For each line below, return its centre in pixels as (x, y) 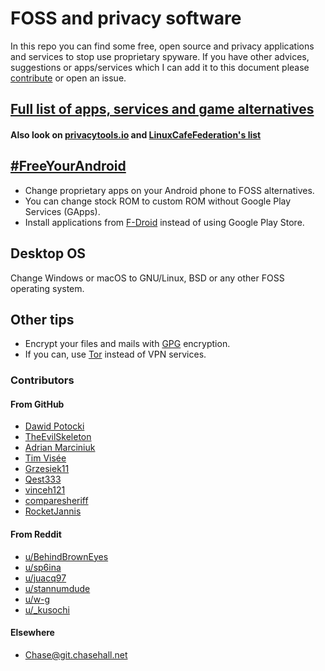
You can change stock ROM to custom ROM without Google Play (158, 201)
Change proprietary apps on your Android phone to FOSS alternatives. (169, 190)
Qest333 (43, 479)
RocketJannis (53, 511)
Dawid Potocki (54, 426)
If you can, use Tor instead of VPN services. (115, 354)
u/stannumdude (57, 588)
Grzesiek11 (47, 469)
